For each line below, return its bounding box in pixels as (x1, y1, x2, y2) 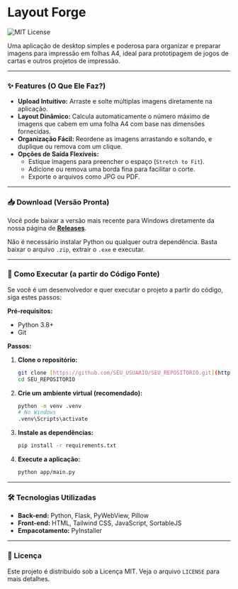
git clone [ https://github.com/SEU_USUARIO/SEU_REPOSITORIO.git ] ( (17, 369, 218, 376)
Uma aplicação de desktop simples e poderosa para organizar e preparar (7, 41, 221, 50)
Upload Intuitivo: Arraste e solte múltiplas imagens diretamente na (17, 97, 212, 106)
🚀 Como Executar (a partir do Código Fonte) (7, 269, 161, 279)
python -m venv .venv (17, 402, 81, 409)
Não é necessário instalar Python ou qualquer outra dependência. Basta (7, 237, 217, 246)
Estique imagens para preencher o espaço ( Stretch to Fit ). (28, 158, 205, 166)
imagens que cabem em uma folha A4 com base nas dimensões (17, 120, 205, 128)
